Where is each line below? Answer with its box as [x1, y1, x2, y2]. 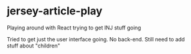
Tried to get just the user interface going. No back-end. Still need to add [7, 35, 185, 43]
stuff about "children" [7, 42, 61, 49]
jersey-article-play [7, 4, 103, 18]
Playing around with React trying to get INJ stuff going [7, 24, 142, 31]
